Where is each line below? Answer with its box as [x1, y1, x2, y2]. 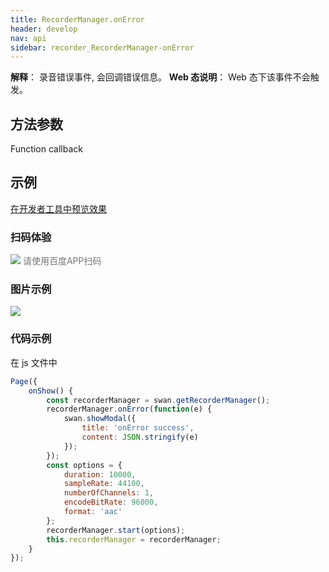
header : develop [10, 24, 78, 34]
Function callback [10, 143, 83, 155]
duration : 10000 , [63, 469, 137, 480]
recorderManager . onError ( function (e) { [46, 404, 213, 415]
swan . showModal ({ [63, 414, 137, 424]
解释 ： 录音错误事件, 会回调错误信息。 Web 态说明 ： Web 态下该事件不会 [10, 71, 311, 83]
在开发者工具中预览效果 [10, 202, 107, 215]
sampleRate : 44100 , [63, 479, 145, 489]
